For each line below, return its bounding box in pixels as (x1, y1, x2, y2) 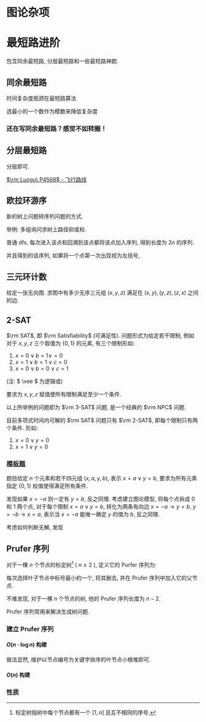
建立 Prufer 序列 (6, 624, 54, 633)
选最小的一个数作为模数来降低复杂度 (6, 107, 98, 115)
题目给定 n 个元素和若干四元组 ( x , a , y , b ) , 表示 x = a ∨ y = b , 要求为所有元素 (6, 475, 197, 482)
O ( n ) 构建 (6, 671, 31, 678)
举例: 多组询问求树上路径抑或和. (6, 226, 87, 233)
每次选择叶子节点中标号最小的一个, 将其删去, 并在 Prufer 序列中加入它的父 (6, 574, 193, 582)
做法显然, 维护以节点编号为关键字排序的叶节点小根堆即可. (6, 656, 151, 663)
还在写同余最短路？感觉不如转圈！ (6, 124, 107, 132)
